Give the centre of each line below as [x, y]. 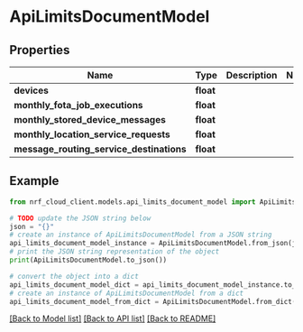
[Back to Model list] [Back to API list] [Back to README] [113, 318]
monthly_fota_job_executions [78, 105]
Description [252, 75]
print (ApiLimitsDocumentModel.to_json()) [88, 260]
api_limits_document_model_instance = [82, 244]
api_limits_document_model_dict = [74, 285]
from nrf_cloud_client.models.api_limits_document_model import [133, 202]
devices [32, 90]
